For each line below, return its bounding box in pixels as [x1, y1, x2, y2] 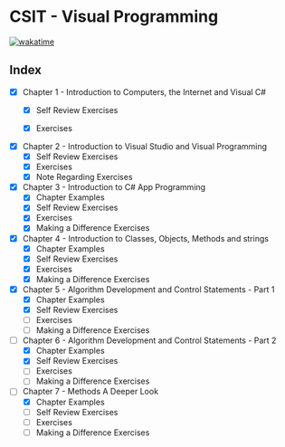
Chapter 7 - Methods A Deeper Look [22, 386, 159, 397]
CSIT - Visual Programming [9, 6, 219, 27]
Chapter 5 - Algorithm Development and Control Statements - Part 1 [22, 283, 275, 295]
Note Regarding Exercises [35, 172, 133, 183]
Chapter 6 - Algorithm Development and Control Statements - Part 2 [22, 335, 277, 346]
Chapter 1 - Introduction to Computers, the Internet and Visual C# [22, 86, 267, 97]
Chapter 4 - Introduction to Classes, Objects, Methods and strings [22, 233, 270, 243]
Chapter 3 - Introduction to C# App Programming [22, 182, 206, 193]
